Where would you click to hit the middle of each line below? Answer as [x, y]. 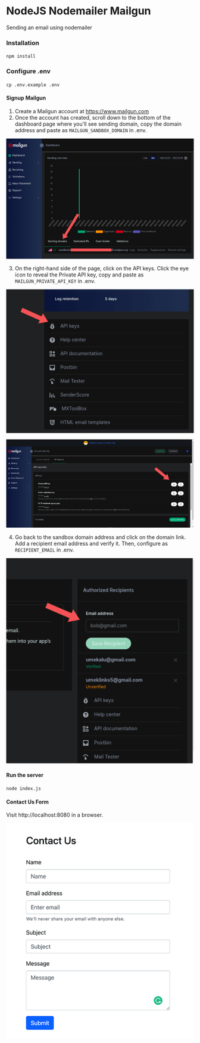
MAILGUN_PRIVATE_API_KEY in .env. [55, 281]
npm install [21, 57]
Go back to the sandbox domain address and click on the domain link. [100, 537]
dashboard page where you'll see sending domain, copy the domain [98, 124]
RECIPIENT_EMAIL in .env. [44, 550]
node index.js [24, 789]
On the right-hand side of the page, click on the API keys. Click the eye [102, 268]
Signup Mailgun [26, 98]
